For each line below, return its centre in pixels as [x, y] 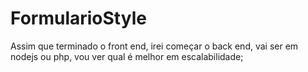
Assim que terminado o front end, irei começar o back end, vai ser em [154, 46]
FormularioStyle [78, 18]
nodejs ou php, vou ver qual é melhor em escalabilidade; [127, 56]
